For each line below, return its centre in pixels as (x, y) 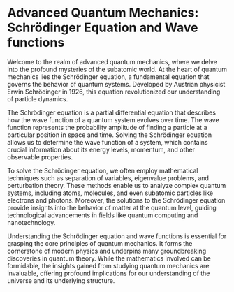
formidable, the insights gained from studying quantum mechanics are (108, 265)
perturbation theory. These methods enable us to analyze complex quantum (117, 185)
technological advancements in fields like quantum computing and (103, 215)
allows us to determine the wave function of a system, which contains (108, 142)
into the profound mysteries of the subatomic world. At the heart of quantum (117, 69)
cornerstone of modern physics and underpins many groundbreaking (107, 251)
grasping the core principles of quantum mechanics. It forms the (100, 243)
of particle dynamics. (38, 98)
